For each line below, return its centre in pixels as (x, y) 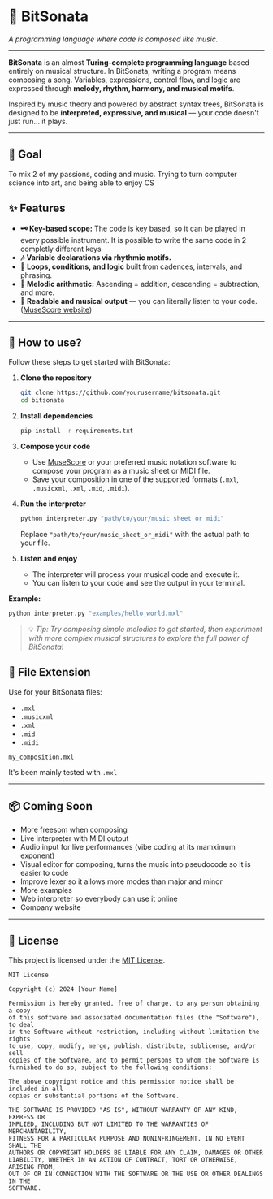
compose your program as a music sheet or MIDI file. (121, 471)
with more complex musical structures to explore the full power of (139, 638)
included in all (36, 1089)
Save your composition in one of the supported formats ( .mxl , (136, 479)
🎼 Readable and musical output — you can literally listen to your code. (139, 301)
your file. (35, 543)
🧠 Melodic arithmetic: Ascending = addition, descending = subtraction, (140, 284)
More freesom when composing (74, 830)
